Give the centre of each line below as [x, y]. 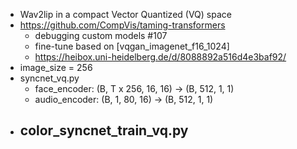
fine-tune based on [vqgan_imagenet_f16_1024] [132, 46]
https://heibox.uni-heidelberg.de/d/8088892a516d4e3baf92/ [160, 57]
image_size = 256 [56, 67]
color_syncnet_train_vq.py [104, 130]
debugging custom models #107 [101, 35]
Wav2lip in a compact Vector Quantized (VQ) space [125, 14]
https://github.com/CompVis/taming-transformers [122, 25]
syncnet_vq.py [49, 78]
